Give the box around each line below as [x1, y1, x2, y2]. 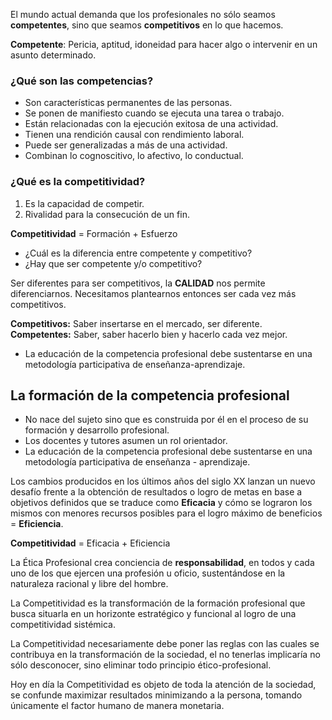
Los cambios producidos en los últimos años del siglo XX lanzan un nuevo [10, 475, 316, 488]
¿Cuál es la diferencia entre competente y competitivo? [24, 247, 253, 259]
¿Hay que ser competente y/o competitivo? [24, 257, 203, 269]
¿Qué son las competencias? [10, 74, 154, 88]
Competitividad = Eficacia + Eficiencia [10, 537, 171, 549]
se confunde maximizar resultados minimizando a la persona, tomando [10, 689, 303, 701]
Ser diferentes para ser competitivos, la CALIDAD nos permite [10, 277, 266, 289]
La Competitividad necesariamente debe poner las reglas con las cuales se [10, 638, 320, 650]
